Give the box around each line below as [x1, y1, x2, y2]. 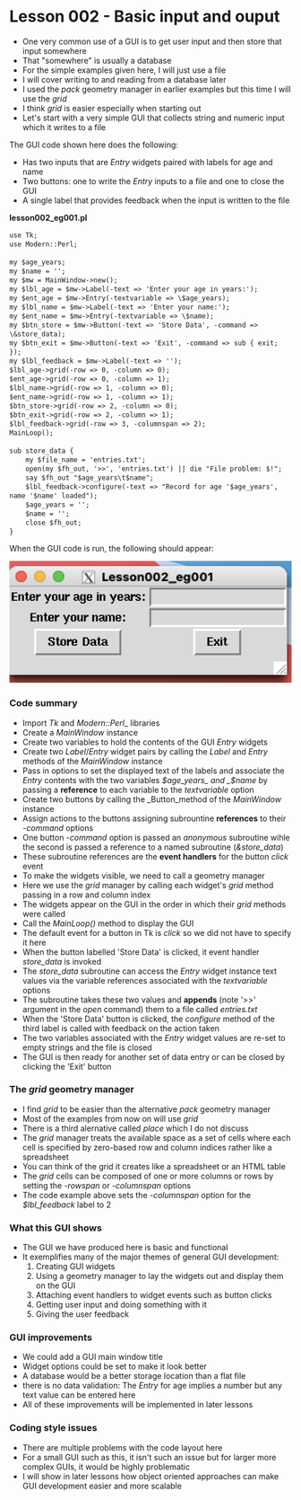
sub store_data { [9, 446, 74, 455]
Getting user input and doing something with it [35, 1300, 208, 1310]
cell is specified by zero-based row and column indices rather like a [21, 1142, 272, 1152]
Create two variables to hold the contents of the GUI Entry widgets [21, 737, 269, 747]
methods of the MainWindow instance [21, 755, 163, 766]
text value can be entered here [21, 1390, 136, 1400]
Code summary [9, 697, 78, 710]
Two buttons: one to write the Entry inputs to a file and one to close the [21, 175, 285, 186]
